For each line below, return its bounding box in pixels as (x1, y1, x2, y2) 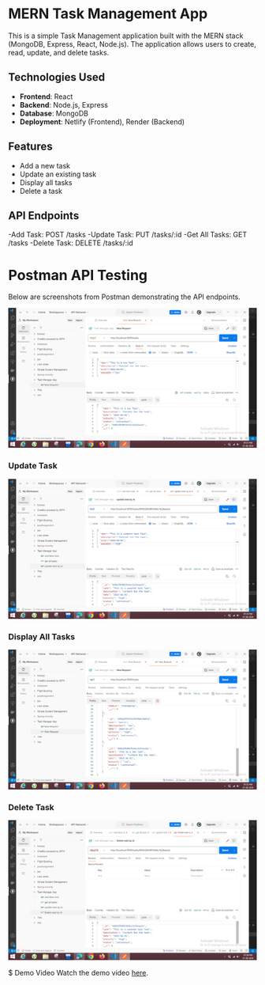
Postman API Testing (8, 266, 148, 284)
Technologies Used (8, 70, 105, 84)
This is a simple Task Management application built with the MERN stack (8, 31, 244, 40)
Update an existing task (19, 169, 97, 179)
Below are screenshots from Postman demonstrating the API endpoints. (8, 292, 241, 301)
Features (8, 140, 53, 153)
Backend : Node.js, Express (19, 100, 109, 109)
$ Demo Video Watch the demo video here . (8, 968, 148, 978)
